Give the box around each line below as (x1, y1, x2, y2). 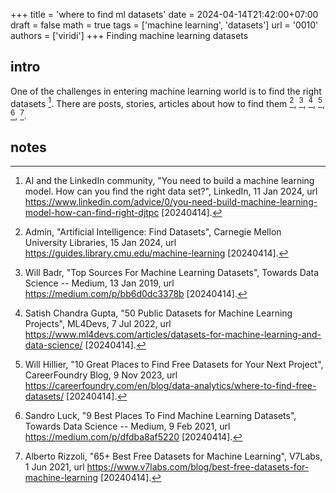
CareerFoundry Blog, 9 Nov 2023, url (24, 369, 178, 381)
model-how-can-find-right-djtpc (24, 206, 160, 218)
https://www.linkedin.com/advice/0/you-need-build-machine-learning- (24, 195, 318, 208)
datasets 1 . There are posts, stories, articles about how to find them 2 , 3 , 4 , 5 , (10, 95, 326, 109)
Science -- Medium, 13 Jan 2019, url (24, 277, 175, 289)
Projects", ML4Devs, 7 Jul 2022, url (24, 317, 172, 329)
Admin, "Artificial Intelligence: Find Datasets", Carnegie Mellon (24, 225, 282, 238)
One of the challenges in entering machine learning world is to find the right (10, 85, 322, 97)
